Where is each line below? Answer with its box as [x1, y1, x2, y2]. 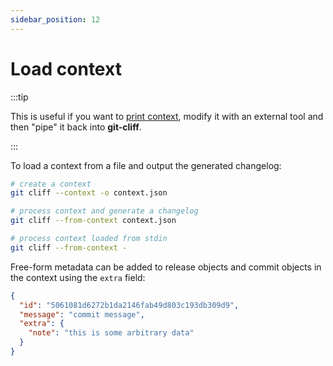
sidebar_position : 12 [10, 14, 101, 25]
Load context [10, 57, 122, 80]
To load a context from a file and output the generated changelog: [10, 159, 282, 171]
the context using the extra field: [10, 271, 146, 283]
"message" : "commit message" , [19, 309, 145, 320]
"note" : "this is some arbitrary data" [28, 328, 195, 338]
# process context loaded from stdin [10, 234, 168, 244]
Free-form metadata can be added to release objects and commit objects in [10, 261, 322, 273]
